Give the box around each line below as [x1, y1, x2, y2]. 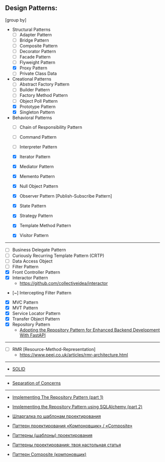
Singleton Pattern [19, 109, 55, 115]
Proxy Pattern [19, 65, 48, 71]
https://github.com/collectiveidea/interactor [19, 280, 108, 286]
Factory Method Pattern [19, 92, 68, 98]
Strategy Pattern [19, 213, 53, 219]
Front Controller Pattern [12, 269, 60, 275]
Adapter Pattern [19, 31, 52, 37]
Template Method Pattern [19, 223, 71, 229]
